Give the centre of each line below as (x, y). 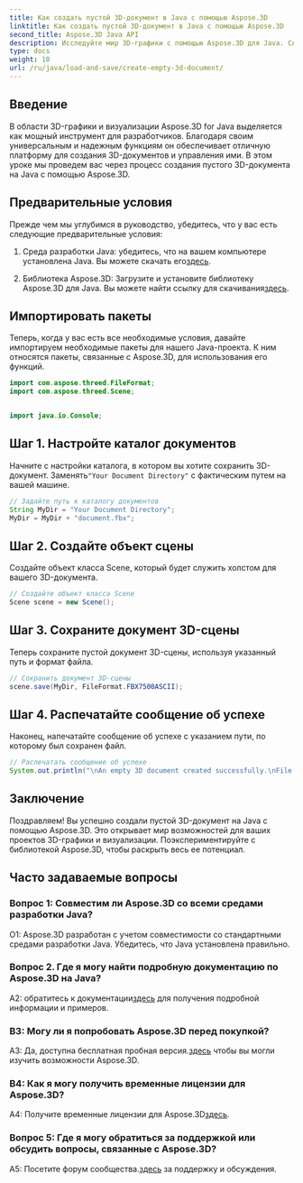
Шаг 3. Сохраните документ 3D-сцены (124, 631)
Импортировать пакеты (80, 316)
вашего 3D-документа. (54, 577)
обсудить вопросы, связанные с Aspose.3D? (113, 1149)
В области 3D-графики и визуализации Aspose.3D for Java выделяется (146, 126)
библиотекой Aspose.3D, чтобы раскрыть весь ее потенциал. (128, 849)
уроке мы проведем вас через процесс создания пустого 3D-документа (150, 164)
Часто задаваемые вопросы (94, 878)
